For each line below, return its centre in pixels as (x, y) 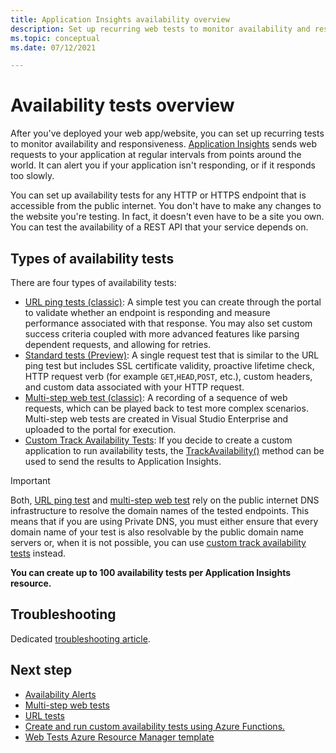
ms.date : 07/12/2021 (53, 47)
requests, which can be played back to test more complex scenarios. (166, 408)
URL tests (44, 715)
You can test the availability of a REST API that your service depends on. (159, 227)
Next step (41, 670)
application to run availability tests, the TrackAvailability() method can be (174, 450)
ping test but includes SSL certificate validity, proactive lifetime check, (169, 365)
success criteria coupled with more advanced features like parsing (162, 334)
